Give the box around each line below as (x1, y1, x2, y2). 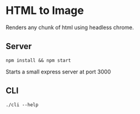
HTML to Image (5, 4, 84, 18)
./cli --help (5, 101, 39, 108)
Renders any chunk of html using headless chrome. (5, 24, 135, 31)
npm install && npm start (5, 57, 71, 64)
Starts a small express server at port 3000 (5, 68, 112, 75)
